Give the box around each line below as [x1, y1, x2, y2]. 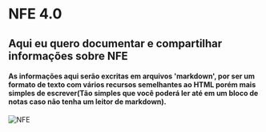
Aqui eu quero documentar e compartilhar [8, 37, 223, 50]
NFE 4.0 [8, 5, 62, 23]
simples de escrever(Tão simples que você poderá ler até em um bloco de [8, 89, 259, 98]
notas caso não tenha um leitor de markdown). [8, 97, 167, 106]
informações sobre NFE [8, 49, 128, 62]
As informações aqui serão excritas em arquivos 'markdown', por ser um [8, 71, 255, 81]
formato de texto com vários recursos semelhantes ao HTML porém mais [8, 80, 256, 90]
